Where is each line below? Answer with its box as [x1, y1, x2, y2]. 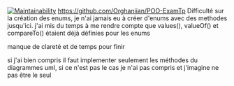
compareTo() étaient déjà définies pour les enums [7, 29, 150, 37]
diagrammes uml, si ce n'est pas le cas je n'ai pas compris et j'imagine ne [7, 64, 219, 71]
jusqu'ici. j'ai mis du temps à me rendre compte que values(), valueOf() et [7, 22, 219, 29]
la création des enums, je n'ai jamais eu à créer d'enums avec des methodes [7, 14, 228, 22]
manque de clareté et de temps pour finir [7, 43, 126, 50]
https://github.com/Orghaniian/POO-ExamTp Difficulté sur [57, 7, 225, 15]
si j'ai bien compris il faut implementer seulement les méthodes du [7, 56, 198, 64]
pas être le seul [7, 71, 52, 79]
